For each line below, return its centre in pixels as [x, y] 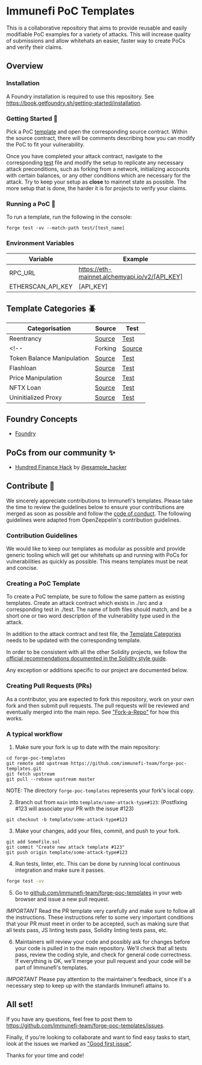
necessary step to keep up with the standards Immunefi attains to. [88, 985]
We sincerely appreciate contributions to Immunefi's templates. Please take [100, 501]
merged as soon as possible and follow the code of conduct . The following [99, 513]
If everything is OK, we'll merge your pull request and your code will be [103, 961]
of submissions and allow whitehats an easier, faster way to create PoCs [96, 40]
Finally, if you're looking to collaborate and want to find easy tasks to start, [99, 1037]
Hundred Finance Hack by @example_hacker [71, 467]
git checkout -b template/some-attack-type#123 [67, 819]
